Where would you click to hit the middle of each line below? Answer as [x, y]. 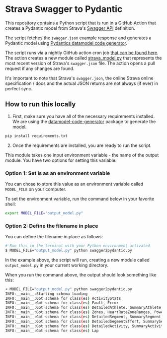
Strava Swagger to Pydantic [64, 9]
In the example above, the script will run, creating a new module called [78, 260]
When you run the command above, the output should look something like [81, 274]
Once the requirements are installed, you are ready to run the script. [82, 145]
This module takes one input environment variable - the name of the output [82, 155]
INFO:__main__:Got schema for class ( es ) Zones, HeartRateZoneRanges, [79, 312]
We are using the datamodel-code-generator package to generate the [84, 121]
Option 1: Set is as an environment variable [58, 173]
